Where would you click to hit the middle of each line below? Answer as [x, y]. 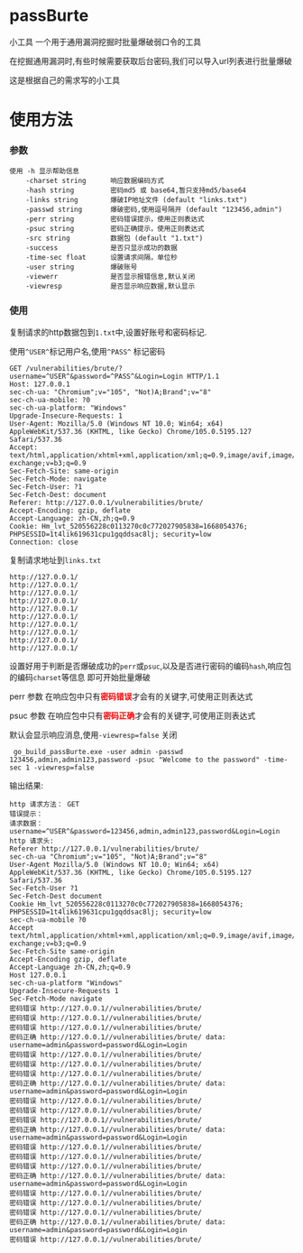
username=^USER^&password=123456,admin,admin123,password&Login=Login [145, 831]
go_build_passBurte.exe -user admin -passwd [98, 751]
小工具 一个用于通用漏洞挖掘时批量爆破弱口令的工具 [105, 41]
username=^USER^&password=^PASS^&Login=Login [96, 376]
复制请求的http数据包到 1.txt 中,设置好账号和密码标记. [108, 332]
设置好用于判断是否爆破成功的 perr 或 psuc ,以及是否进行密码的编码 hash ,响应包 [151, 666]
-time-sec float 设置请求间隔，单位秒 [101, 258]
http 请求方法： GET [44, 804]
